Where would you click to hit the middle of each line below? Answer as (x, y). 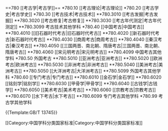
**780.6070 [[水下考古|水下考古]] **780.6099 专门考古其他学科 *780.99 (81, 96)
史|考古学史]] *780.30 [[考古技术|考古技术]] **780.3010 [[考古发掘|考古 (79, 14)
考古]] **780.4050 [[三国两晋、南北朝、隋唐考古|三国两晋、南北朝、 (91, 46)
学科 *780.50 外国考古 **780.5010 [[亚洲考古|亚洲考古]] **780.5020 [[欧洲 (84, 58)
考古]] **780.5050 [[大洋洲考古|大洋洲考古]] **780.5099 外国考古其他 (83, 71)
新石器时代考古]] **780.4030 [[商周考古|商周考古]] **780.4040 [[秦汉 (84, 39)
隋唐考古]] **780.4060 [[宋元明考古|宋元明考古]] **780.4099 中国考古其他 (83, 52)
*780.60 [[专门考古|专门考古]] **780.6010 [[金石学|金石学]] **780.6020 (86, 77)
